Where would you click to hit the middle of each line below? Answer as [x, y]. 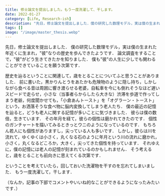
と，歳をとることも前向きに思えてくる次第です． [54, 155]
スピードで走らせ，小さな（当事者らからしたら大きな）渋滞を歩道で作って [80, 94]
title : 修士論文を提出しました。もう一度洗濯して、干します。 [60, 10]
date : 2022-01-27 [23, 14]
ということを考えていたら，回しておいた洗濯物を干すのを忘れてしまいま [78, 166]
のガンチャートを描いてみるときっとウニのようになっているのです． [74, 125]
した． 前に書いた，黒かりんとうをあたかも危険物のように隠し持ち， [74, 82]
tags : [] [14, 28]
